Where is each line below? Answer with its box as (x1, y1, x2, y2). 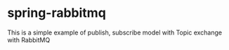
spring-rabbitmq (7, 5, 107, 21)
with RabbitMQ (7, 35, 51, 44)
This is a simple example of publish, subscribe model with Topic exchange (7, 28, 223, 37)
